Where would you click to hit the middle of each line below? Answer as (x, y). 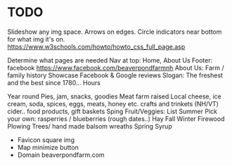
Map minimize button (48, 147)
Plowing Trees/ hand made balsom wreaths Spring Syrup (90, 126)
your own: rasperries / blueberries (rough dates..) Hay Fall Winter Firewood (116, 119)
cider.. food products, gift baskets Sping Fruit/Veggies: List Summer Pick (112, 111)
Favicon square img (46, 140)
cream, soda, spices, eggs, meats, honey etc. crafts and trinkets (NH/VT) (113, 103)
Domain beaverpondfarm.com (61, 155)
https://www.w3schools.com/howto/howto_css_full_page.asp (96, 46)
